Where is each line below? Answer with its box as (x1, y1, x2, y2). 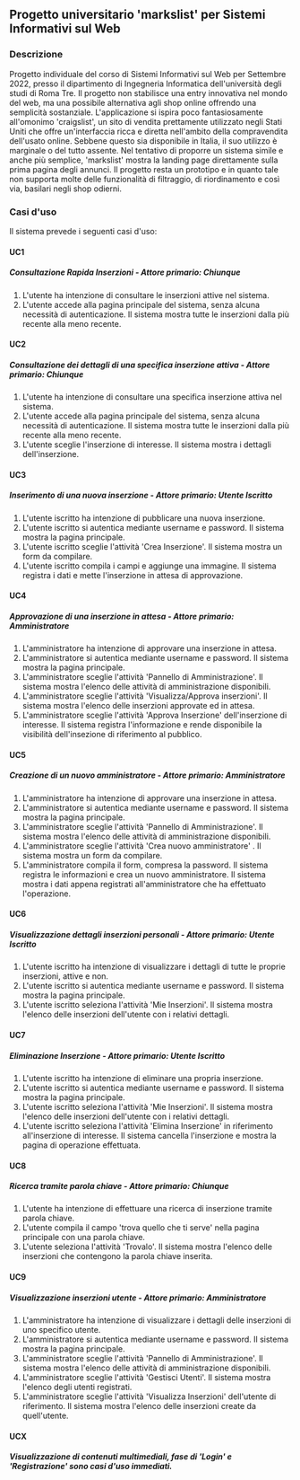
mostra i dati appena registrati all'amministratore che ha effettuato (21, 878, 267, 889)
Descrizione (9, 48, 64, 61)
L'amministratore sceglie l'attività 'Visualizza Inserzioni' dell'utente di (21, 1391, 277, 1402)
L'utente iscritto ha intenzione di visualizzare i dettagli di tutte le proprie (21, 961, 287, 973)
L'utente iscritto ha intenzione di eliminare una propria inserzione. (21, 1072, 264, 1083)
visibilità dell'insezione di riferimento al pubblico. (21, 729, 202, 740)
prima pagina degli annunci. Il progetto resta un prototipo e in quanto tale (9, 163, 279, 174)
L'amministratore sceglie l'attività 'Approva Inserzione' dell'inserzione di (21, 709, 287, 721)
